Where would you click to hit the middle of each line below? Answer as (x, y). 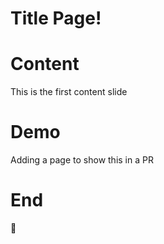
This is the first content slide (69, 92)
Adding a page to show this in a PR (82, 160)
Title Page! (56, 18)
